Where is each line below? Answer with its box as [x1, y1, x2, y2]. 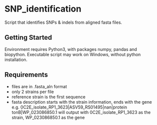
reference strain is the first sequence [11, 94, 86, 100]
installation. [4, 57, 28, 62]
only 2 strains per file [11, 89, 54, 94]
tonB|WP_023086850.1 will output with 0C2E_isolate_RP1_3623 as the [11, 109, 151, 115]
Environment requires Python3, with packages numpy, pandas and [4, 46, 137, 52]
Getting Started [4, 33, 52, 42]
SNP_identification [4, 3, 82, 15]
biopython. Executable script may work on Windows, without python [4, 51, 141, 57]
